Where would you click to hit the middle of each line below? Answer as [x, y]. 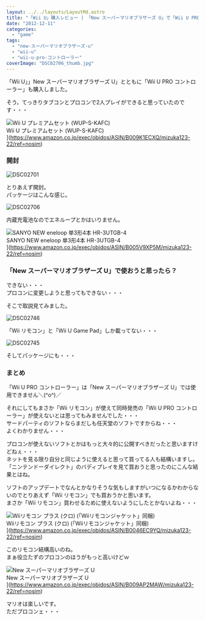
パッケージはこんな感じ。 [38, 195]
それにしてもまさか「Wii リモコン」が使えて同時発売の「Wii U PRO [91, 408]
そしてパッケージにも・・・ [41, 356]
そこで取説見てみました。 [38, 306]
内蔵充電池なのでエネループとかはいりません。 [65, 219]
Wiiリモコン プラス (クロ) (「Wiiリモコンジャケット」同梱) [78, 523]
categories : [21, 29]
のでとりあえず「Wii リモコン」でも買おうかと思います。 [83, 495]
